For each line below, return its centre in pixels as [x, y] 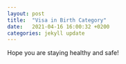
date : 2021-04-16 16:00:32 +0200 [58, 26]
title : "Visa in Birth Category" [57, 20]
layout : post [26, 14]
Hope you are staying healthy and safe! [63, 53]
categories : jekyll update [46, 33]
